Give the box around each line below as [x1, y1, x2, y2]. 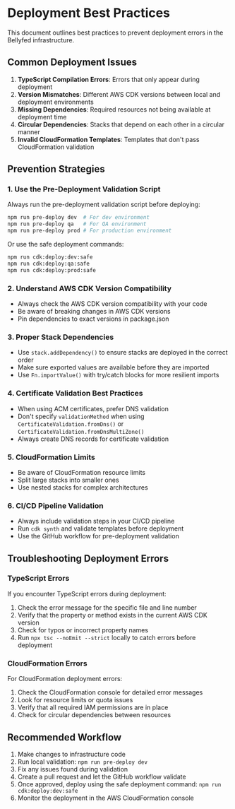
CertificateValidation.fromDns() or [17, 419, 124, 428]
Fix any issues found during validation [17, 764, 128, 773]
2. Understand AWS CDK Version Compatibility [7, 283, 171, 293]
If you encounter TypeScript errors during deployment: [7, 589, 167, 598]
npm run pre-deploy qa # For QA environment [7, 220, 147, 228]
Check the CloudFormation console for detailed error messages [17, 688, 203, 697]
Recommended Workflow [7, 731, 122, 743]
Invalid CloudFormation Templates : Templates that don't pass [17, 135, 200, 143]
